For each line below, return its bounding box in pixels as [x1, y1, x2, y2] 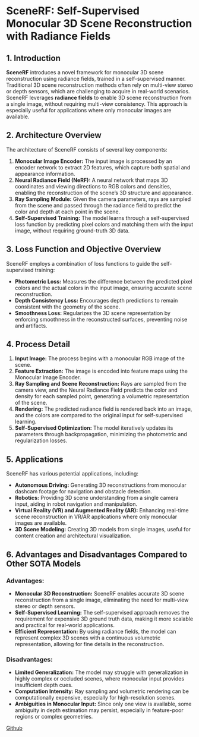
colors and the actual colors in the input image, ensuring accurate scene [14, 284, 192, 291]
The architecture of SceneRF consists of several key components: [6, 146, 168, 153]
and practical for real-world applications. [14, 621, 115, 628]
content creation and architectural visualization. [14, 532, 132, 539]
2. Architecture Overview [6, 130, 102, 140]
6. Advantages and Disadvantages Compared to [6, 549, 188, 559]
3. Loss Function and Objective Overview [6, 244, 162, 254]
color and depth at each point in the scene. [14, 208, 121, 215]
